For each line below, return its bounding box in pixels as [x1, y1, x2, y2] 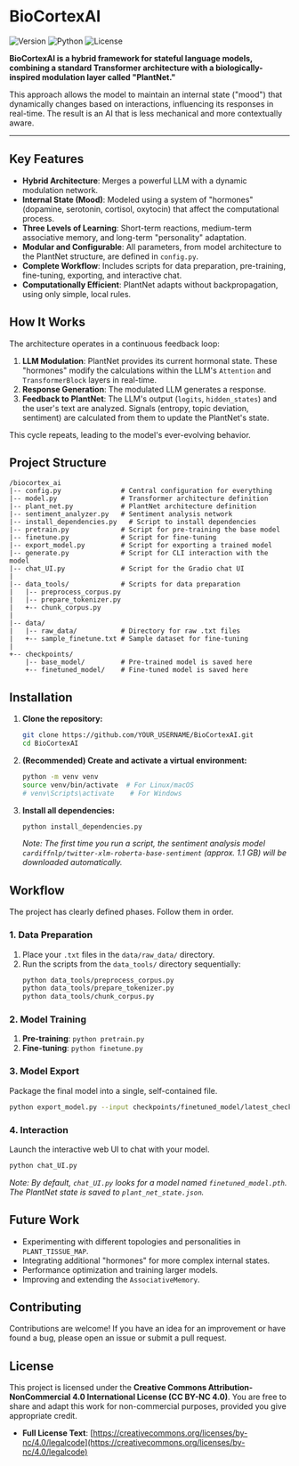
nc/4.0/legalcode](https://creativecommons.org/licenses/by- [21, 1438, 246, 1448]
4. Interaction [9, 1123, 69, 1136]
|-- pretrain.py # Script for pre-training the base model [9, 525, 280, 535]
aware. [9, 117, 35, 128]
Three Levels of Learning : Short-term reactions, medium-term [21, 223, 252, 233]
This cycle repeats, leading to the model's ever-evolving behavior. [9, 429, 251, 440]
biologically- [214, 62, 263, 73]
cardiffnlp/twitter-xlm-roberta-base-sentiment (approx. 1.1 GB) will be [21, 847, 287, 858]
